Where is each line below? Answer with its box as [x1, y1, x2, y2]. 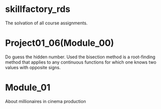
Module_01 [5, 82, 51, 93]
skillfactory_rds [5, 3, 70, 15]
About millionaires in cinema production [5, 98, 86, 104]
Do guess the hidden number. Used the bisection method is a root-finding [5, 54, 156, 60]
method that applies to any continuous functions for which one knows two [5, 59, 157, 65]
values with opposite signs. [5, 64, 61, 70]
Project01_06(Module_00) [5, 37, 114, 49]
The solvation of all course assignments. [5, 20, 88, 26]
